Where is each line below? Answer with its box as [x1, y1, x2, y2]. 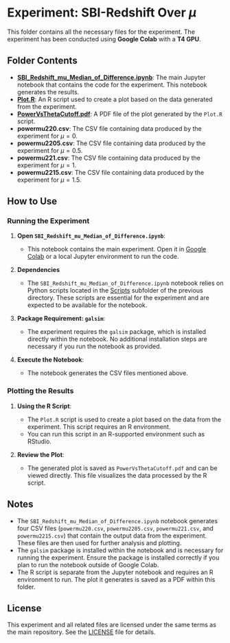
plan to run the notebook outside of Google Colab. [16, 560, 159, 569]
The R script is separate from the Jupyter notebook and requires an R [16, 568, 214, 576]
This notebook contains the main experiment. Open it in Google [27, 245, 207, 253]
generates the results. [16, 87, 80, 96]
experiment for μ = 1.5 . [16, 176, 82, 184]
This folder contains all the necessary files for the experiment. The [7, 28, 196, 36]
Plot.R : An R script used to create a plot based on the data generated [16, 95, 213, 103]
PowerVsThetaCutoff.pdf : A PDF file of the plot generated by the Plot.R [16, 109, 223, 118]
